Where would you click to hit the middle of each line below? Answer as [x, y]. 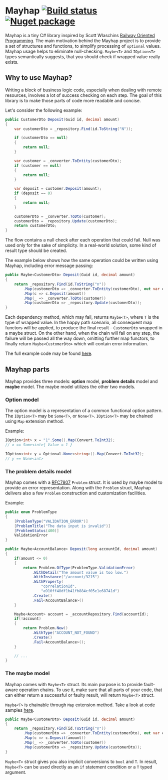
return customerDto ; [35, 226]
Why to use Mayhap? [39, 78]
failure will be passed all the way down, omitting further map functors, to [80, 338]
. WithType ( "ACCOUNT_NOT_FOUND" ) [65, 633]
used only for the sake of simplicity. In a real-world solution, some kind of [81, 245]
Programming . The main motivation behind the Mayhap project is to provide [83, 41]
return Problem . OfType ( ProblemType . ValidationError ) [79, 568]
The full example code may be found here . [49, 353]
